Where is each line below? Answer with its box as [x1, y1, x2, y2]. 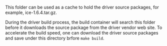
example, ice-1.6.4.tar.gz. [5, 9, 57, 15]
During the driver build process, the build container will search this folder [5, 19, 156, 25]
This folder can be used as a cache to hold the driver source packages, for [5, 4, 159, 10]
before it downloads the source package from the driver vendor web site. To [5, 24, 162, 30]
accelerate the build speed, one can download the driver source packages [5, 30, 158, 35]
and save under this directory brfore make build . [5, 35, 104, 41]
